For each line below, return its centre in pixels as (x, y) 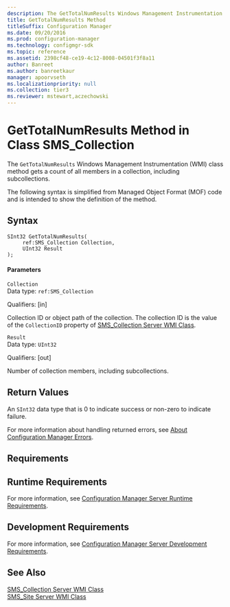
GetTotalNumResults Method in (99, 130)
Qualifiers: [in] (27, 304)
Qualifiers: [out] (29, 357)
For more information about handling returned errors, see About (97, 429)
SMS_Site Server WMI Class (47, 596)
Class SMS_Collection (71, 145)
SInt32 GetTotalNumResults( (47, 237)
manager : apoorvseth (37, 77)
